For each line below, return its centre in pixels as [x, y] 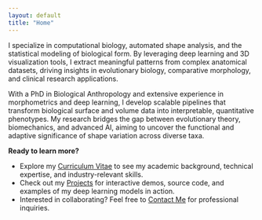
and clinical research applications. [64, 79]
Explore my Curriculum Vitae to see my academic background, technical [136, 166]
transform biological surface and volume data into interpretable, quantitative [131, 110]
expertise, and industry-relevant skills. [81, 174]
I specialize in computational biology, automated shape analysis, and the [125, 45]
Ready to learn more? [44, 151]
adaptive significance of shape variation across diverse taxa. [106, 135]
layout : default [35, 15]
